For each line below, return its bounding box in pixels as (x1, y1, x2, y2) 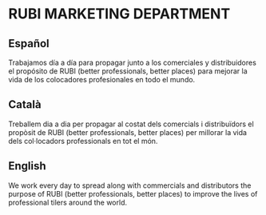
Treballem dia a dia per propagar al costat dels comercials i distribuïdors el (8, 119, 254, 129)
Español (8, 37, 50, 50)
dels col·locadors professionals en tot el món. (8, 136, 158, 145)
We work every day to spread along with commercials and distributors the (8, 181, 252, 190)
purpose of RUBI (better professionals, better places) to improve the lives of (8, 189, 258, 198)
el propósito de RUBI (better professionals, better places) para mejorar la (8, 66, 248, 76)
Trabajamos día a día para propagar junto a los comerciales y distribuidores (8, 58, 257, 67)
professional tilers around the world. (8, 197, 128, 207)
